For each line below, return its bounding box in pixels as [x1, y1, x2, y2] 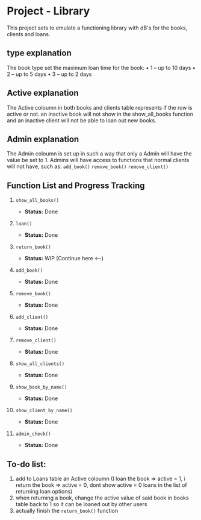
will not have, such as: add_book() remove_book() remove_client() [7, 163, 169, 170]
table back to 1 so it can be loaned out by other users [15, 501, 147, 507]
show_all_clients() [15, 361, 65, 367]
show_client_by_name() [15, 408, 73, 414]
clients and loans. [7, 30, 51, 37]
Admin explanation [7, 134, 79, 144]
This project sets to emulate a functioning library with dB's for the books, [7, 24, 188, 31]
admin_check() [15, 431, 51, 437]
